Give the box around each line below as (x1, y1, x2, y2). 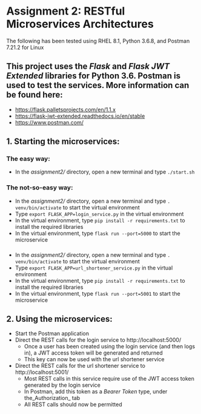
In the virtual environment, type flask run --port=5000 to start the (15, 229, 180, 237)
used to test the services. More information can (6, 80, 189, 90)
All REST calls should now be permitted (24, 401, 122, 408)
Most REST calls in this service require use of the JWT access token (24, 375, 195, 382)
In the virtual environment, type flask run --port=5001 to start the (15, 290, 180, 297)
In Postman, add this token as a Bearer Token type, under (24, 388, 168, 395)
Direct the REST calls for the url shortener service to (15, 362, 145, 370)
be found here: (6, 90, 64, 100)
